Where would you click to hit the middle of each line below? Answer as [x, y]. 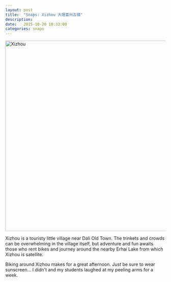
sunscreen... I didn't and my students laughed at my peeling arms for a [79, 270]
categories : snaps [25, 29]
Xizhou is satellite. [24, 255]
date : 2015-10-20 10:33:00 [36, 24]
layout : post [19, 10]
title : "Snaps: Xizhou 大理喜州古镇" [44, 15]
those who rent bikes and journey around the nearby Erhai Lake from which [84, 249]
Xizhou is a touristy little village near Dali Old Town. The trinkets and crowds [85, 238]
